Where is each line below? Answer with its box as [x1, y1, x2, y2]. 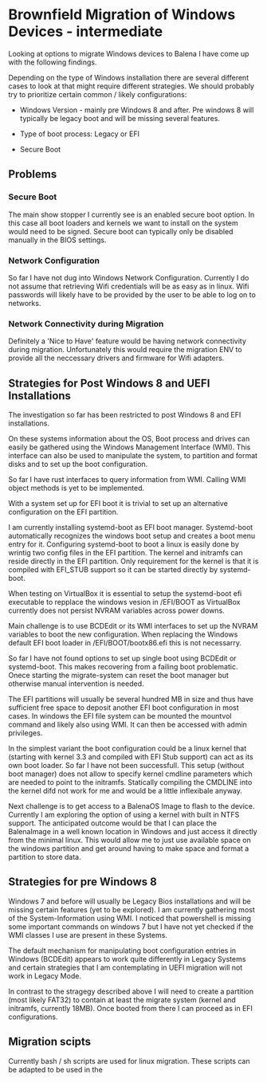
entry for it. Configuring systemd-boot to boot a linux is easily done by [8, 539, 239, 549]
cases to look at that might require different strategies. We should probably [8, 81, 255, 91]
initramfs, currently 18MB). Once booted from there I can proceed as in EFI [8, 1003, 253, 1013]
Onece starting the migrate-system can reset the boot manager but [8, 671, 230, 680]
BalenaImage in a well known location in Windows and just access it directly [8, 827, 257, 837]
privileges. [8, 728, 43, 738]
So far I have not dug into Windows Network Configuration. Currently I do [8, 272, 249, 282]
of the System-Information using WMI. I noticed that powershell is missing [8, 913, 251, 923]
